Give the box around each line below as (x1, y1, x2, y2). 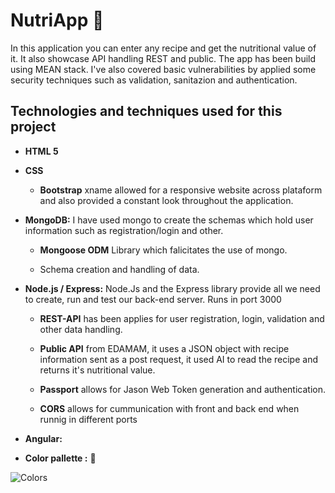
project (10, 119, 57, 136)
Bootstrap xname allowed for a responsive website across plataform (39, 184, 323, 196)
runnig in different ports (39, 413, 138, 425)
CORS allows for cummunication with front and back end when (39, 402, 300, 414)
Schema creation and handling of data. (39, 263, 200, 275)
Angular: (24, 432, 63, 444)
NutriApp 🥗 (10, 9, 105, 32)
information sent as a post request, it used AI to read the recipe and (39, 353, 318, 365)
